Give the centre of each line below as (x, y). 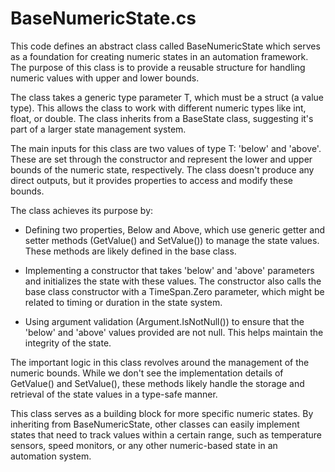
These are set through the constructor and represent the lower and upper (161, 159)
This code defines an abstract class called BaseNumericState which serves (165, 46)
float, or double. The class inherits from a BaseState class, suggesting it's (162, 118)
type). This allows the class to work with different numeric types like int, (158, 108)
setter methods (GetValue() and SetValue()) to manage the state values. (172, 240)
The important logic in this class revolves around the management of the (160, 362)
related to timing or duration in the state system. (123, 302)
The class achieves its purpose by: (82, 210)
